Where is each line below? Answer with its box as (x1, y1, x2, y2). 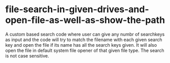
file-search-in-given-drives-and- (5, 4, 149, 15)
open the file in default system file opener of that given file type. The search (5, 47, 164, 53)
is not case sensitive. (5, 52, 49, 59)
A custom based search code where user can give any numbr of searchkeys (5, 31, 165, 37)
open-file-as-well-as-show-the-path (5, 14, 165, 26)
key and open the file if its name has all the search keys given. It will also (5, 42, 157, 48)
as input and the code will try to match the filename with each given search (5, 37, 162, 43)
